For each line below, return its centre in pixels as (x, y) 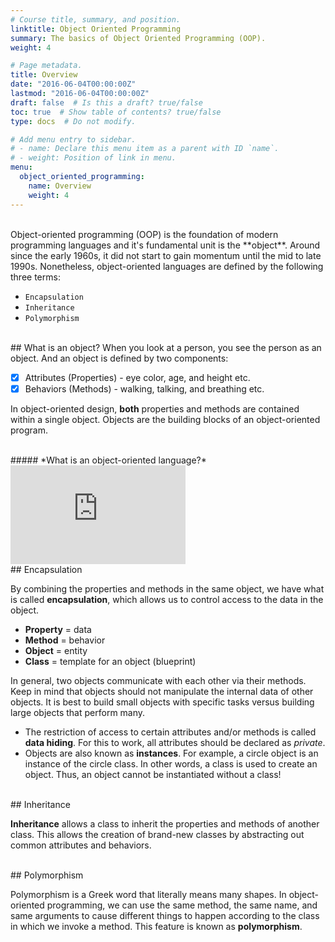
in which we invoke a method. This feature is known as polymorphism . (156, 926)
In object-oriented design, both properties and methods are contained (155, 408)
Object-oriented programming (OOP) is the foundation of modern (144, 234)
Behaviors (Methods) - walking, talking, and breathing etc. (144, 388)
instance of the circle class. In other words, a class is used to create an (171, 763)
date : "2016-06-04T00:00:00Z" (73, 84)
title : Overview (44, 75)
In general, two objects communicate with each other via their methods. (158, 680)
